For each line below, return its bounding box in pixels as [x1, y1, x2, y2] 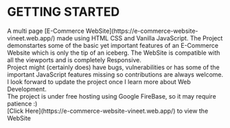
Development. [7, 85, 47, 93]
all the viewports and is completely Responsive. [7, 55, 142, 64]
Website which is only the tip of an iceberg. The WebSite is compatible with [7, 49, 220, 57]
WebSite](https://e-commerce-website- [85, 27, 198, 35]
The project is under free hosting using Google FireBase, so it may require [7, 92, 216, 100]
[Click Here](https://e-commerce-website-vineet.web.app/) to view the [7, 107, 209, 115]
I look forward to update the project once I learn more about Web [7, 77, 191, 86]
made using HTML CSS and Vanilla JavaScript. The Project [56, 34, 223, 42]
